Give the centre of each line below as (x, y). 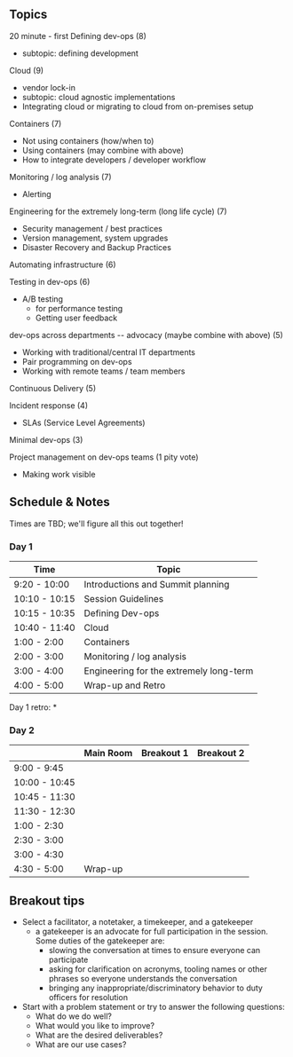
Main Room (108, 753)
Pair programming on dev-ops (77, 361)
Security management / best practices (92, 228)
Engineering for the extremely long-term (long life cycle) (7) (119, 211)
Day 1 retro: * (33, 707)
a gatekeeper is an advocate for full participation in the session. (151, 932)
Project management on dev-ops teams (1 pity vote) (104, 457)
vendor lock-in (48, 87)
